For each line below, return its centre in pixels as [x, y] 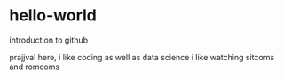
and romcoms [35, 67]
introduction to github [49, 40]
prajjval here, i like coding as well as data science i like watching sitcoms [142, 57]
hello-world [53, 16]
